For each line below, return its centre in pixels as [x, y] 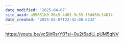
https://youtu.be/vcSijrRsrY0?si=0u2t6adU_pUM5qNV [62, 34]
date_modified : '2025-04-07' [36, 10]
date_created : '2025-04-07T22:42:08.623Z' [51, 19]
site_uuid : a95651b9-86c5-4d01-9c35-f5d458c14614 [59, 15]
